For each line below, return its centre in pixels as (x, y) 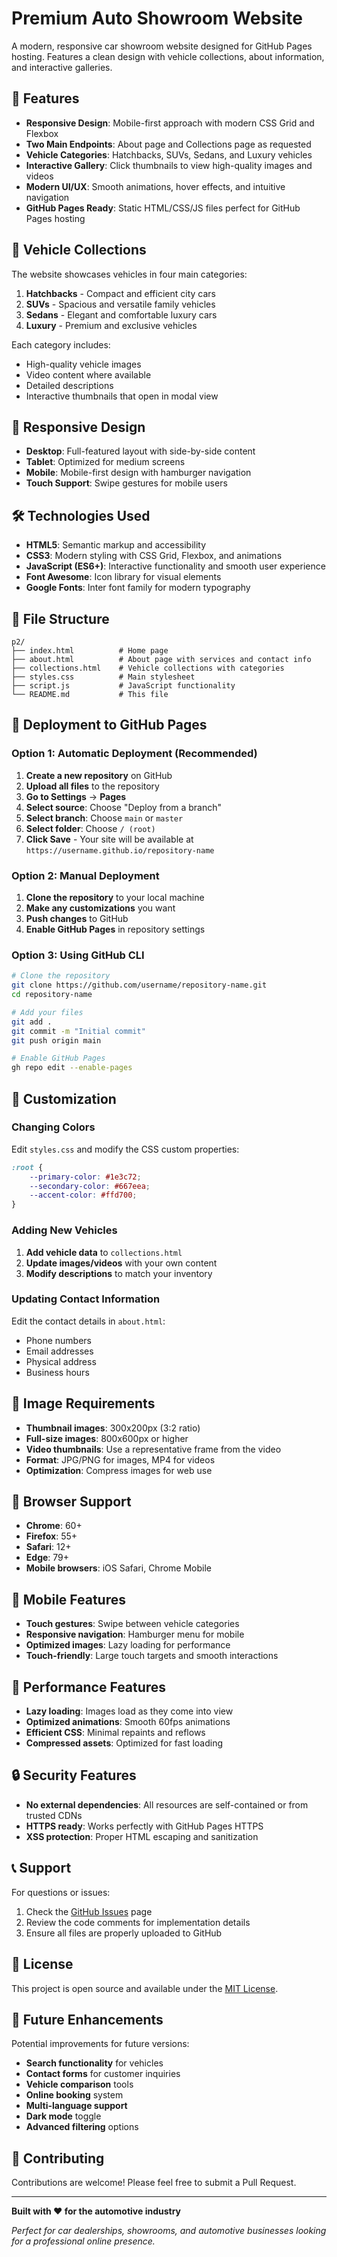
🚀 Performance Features (89, 1687)
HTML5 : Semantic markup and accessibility (116, 545)
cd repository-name (52, 995)
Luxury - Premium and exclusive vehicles (111, 325)
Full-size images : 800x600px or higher (107, 1438)
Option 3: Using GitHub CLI (78, 955)
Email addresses (59, 1351)
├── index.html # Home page (90, 651)
